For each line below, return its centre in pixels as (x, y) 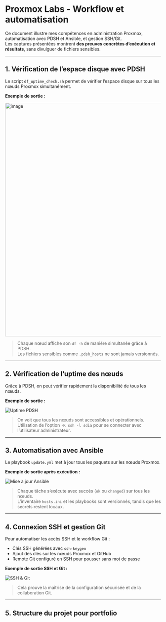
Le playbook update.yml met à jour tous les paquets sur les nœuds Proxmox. (83, 462)
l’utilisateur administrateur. (44, 430)
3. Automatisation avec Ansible (54, 450)
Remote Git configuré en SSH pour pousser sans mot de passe (76, 559)
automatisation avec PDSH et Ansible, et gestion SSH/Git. (63, 39)
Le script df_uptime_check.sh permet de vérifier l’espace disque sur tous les (82, 81)
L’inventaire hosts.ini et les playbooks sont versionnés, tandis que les (89, 501)
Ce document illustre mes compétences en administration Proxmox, (74, 33)
